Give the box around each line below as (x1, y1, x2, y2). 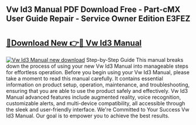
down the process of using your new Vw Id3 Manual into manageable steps (6, 62, 189, 70)
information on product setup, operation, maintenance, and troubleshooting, (6, 81, 190, 88)
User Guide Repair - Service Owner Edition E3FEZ (6, 14, 191, 24)
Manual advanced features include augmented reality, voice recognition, (6, 93, 181, 100)
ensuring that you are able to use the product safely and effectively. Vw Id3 (6, 88, 188, 94)
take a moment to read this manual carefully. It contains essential (6, 75, 163, 82)
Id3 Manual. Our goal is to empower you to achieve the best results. (6, 112, 170, 119)
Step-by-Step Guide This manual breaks (86, 57, 184, 63)
